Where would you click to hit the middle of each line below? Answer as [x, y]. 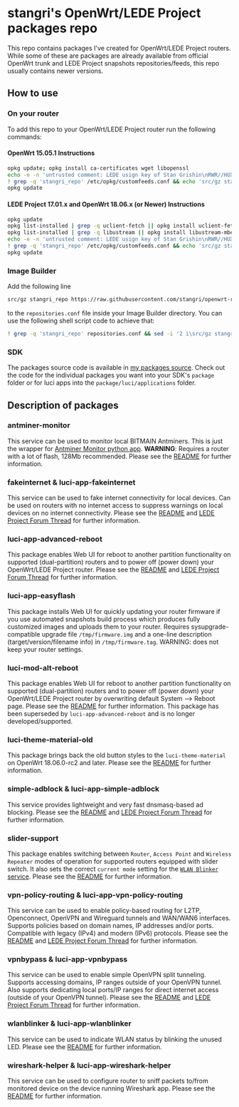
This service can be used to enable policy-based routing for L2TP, [104, 911]
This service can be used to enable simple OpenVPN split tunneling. [107, 975]
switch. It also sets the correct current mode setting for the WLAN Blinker [113, 869]
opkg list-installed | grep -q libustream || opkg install [97, 233]
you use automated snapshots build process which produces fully [104, 619]
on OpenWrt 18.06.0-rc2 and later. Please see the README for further [109, 763]
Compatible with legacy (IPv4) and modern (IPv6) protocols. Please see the [118, 934]
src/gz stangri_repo [38, 300]
